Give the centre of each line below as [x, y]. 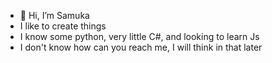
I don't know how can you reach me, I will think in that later [141, 47]
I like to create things [63, 26]
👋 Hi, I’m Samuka [54, 15]
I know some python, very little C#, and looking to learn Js [139, 36]
